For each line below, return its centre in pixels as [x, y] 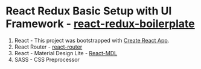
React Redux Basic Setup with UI [89, 11]
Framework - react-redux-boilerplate [100, 24]
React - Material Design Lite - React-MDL [66, 53]
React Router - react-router [48, 47]
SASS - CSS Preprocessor [47, 59]
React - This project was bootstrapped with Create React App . [92, 40]
